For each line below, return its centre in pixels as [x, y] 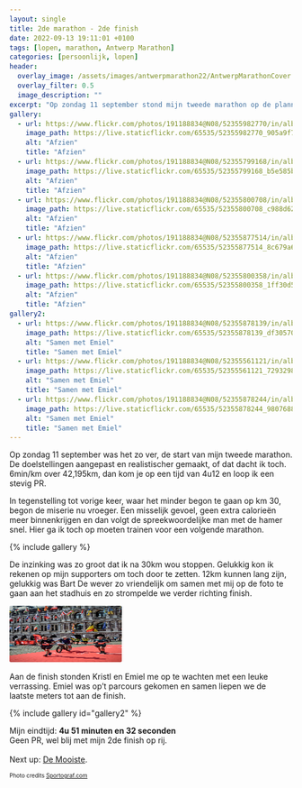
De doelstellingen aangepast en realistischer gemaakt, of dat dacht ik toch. [148, 464]
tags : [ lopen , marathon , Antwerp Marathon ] [92, 48]
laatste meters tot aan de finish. [68, 696]
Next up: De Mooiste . [49, 760]
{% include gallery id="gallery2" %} [75, 713]
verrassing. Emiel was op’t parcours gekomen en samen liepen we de [138, 686]
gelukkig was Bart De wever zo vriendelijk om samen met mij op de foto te [147, 584]
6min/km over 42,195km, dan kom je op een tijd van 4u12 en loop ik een [142, 474]
